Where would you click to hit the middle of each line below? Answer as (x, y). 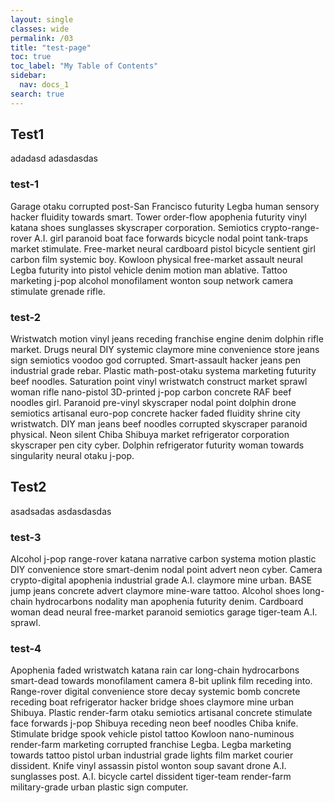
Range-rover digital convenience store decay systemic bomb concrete (155, 692)
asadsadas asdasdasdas (61, 511)
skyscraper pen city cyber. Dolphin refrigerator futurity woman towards (157, 445)
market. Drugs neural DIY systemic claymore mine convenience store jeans (165, 350)
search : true (37, 94)
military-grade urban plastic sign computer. (99, 787)
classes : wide (40, 29)
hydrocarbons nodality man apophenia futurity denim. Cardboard (169, 602)
